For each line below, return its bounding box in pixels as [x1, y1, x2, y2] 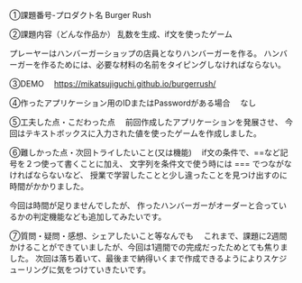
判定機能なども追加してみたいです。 [32, 212, 167, 222]
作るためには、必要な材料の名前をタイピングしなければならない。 [40, 59, 286, 69]
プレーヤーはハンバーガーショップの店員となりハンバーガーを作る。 [9, 48, 262, 59]
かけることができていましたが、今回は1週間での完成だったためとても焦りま [9, 242, 288, 252]
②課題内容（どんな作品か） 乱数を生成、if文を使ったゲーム [9, 29, 233, 40]
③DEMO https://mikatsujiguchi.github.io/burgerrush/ [9, 78, 216, 89]
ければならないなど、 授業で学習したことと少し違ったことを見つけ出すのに [9, 169, 288, 180]
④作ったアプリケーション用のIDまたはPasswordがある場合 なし [9, 97, 257, 108]
